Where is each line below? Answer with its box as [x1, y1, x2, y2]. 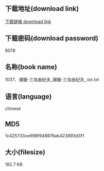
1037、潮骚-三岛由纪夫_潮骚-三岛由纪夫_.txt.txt [5, 77, 99, 83]
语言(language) [5, 92, 52, 101]
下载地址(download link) [5, 4, 79, 13]
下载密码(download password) [5, 34, 99, 43]
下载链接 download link [5, 19, 52, 24]
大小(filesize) [5, 148, 45, 156]
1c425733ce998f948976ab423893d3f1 [5, 133, 84, 139]
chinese [5, 106, 21, 111]
